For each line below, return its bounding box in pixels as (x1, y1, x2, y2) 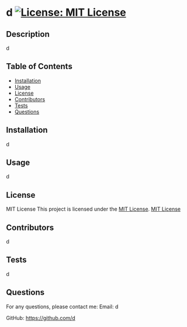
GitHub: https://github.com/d (6, 314, 76, 321)
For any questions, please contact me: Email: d (6, 303, 119, 310)
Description (6, 29, 50, 39)
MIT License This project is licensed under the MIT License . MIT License (6, 205, 181, 213)
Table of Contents (6, 61, 73, 71)
